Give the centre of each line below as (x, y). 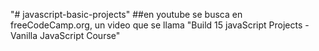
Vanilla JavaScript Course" (65, 35)
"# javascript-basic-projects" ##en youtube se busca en (126, 14)
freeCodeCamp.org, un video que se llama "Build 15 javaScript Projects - (160, 25)
